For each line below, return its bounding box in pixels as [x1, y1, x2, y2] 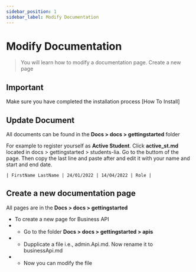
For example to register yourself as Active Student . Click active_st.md [6, 142, 179, 149]
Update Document [6, 115, 75, 125]
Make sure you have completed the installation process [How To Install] [6, 98, 180, 105]
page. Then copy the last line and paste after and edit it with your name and [6, 155, 190, 162]
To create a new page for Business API [14, 215, 109, 222]
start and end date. [6, 161, 53, 168]
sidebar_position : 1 [6, 8, 57, 15]
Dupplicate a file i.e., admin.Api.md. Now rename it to [23, 240, 153, 248]
